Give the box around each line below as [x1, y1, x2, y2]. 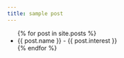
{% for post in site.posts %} [17, 29, 97, 37]
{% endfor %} [17, 43, 57, 52]
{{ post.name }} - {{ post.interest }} [17, 36, 118, 45]
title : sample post [7, 10, 64, 17]
